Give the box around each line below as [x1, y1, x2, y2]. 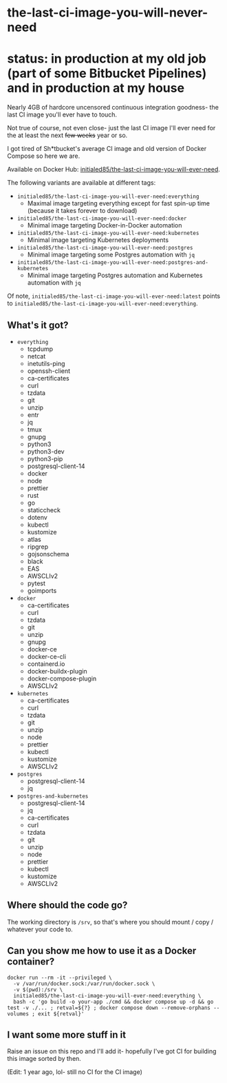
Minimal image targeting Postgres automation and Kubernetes [27, 271, 203, 280]
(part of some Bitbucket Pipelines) [7, 65, 207, 81]
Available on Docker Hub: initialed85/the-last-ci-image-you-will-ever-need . [7, 165, 220, 174]
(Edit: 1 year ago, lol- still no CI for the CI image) [7, 1068, 143, 1076]
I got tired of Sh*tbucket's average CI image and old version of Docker [7, 145, 207, 153]
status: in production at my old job [7, 51, 206, 67]
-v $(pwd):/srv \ [13, 986, 63, 993]
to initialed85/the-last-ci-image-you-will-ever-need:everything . [7, 299, 198, 307]
